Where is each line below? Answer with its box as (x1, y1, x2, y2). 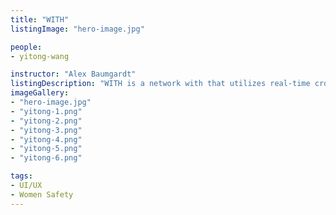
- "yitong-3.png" (10, 125, 83, 135)
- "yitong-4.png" (10, 134, 83, 145)
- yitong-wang (10, 51, 70, 61)
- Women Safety (10, 189, 74, 200)
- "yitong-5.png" (10, 144, 83, 154)
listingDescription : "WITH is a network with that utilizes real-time (10, 79, 311, 89)
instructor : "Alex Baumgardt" (10, 69, 137, 80)
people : (10, 42, 43, 52)
